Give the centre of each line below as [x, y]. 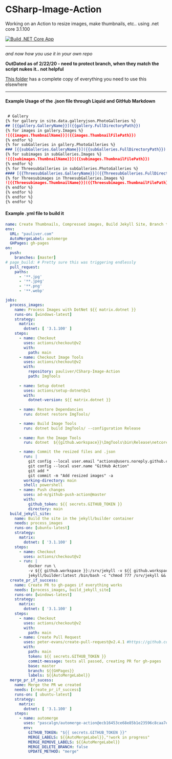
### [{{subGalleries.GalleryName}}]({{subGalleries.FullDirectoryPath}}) [86, 149]
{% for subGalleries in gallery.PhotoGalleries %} [60, 145]
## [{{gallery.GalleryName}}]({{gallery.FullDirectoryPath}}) [73, 126]
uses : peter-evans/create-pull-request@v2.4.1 [74, 642]
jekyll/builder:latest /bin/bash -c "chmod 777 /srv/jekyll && [97, 576]
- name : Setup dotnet [42, 386]
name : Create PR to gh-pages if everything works [69, 585]
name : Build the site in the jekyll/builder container [74, 518]
